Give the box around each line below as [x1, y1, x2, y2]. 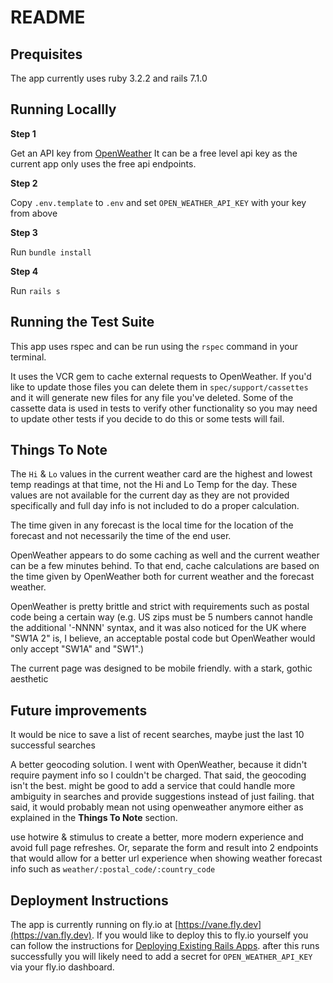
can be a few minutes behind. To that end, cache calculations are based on [10, 560, 320, 572]
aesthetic [10, 673, 49, 685]
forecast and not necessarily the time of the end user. [10, 530, 232, 542]
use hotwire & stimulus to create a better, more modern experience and [10, 831, 304, 843]
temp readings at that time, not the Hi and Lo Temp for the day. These [10, 479, 298, 491]
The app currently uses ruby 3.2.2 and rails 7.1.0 [10, 72, 208, 84]
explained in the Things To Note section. [10, 812, 178, 824]
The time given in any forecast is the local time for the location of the [10, 519, 294, 531]
